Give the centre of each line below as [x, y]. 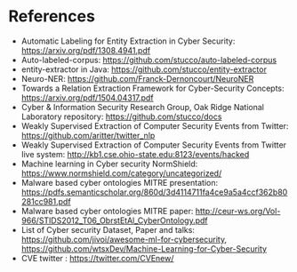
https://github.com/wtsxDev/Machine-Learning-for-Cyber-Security [144, 248]
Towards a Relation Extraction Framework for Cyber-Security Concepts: [153, 88]
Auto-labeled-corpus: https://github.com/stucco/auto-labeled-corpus [149, 60]
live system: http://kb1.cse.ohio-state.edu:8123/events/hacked [135, 154]
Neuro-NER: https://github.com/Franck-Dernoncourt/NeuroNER [137, 78]
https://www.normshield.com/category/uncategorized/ [121, 173]
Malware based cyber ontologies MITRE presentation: [120, 182]
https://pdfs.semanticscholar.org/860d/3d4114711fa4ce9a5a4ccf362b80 [154, 192]
